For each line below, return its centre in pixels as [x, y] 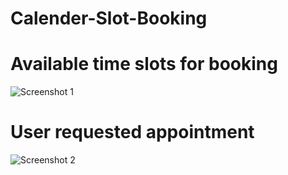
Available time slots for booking [144, 64]
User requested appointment [132, 132]
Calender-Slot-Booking [109, 18]
